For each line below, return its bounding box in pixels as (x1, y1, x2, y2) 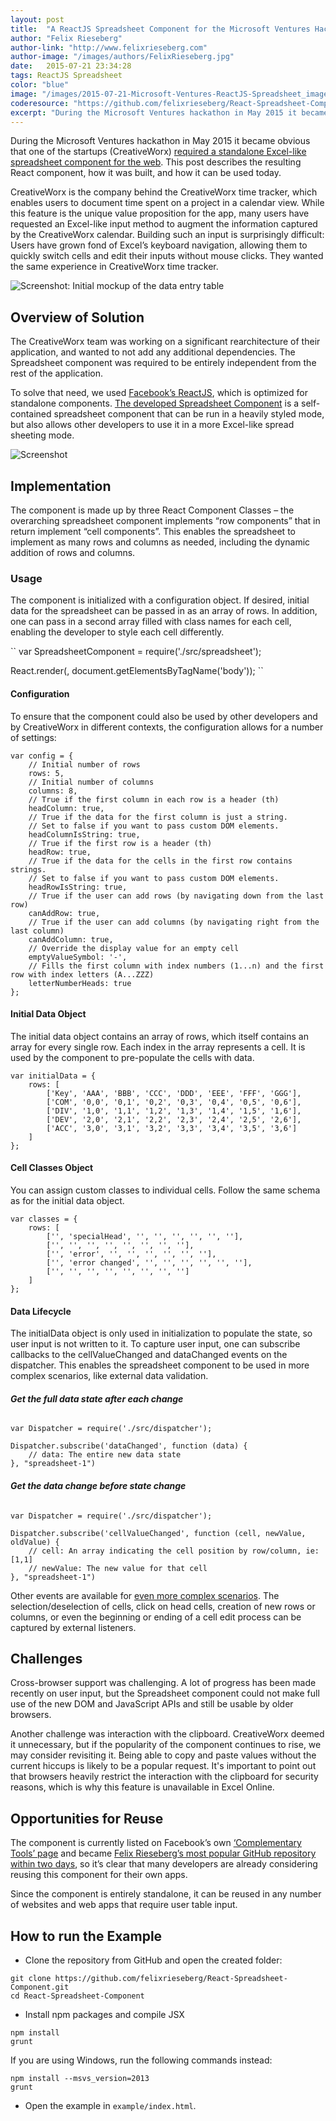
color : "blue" (10, 80, 70, 90)
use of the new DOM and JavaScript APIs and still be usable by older (10, 1698, 294, 1710)
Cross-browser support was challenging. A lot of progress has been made (10, 1677, 317, 1689)
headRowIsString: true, (28, 882, 128, 892)
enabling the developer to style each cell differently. (10, 626, 225, 638)
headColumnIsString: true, (28, 829, 141, 840)
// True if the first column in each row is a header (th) (28, 794, 280, 805)
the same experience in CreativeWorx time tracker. (10, 261, 219, 273)
